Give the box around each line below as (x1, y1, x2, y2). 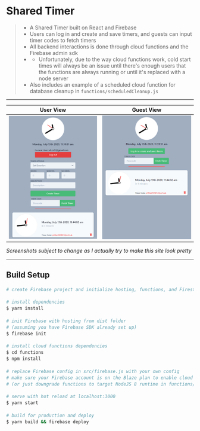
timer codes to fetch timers (29, 36, 96, 44)
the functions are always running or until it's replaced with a (38, 68, 186, 75)
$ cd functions (6, 350, 44, 356)
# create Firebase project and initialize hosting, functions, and (6, 286, 177, 292)
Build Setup (6, 270, 50, 280)
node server (38, 75, 68, 82)
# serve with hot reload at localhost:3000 (6, 393, 116, 400)
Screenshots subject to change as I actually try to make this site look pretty (6, 247, 192, 254)
